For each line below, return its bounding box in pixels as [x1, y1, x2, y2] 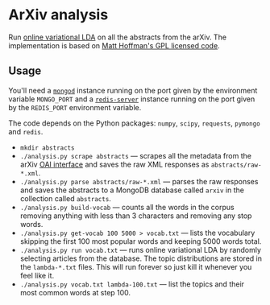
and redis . [8, 126, 44, 136]
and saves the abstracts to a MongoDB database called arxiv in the [19, 185, 244, 195]
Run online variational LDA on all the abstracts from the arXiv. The [8, 32, 227, 42]
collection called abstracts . [19, 193, 111, 203]
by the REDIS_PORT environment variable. [8, 102, 142, 112]
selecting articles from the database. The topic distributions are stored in [19, 253, 262, 263]
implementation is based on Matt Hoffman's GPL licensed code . [8, 40, 220, 50]
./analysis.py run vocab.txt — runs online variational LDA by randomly [19, 245, 262, 254]
